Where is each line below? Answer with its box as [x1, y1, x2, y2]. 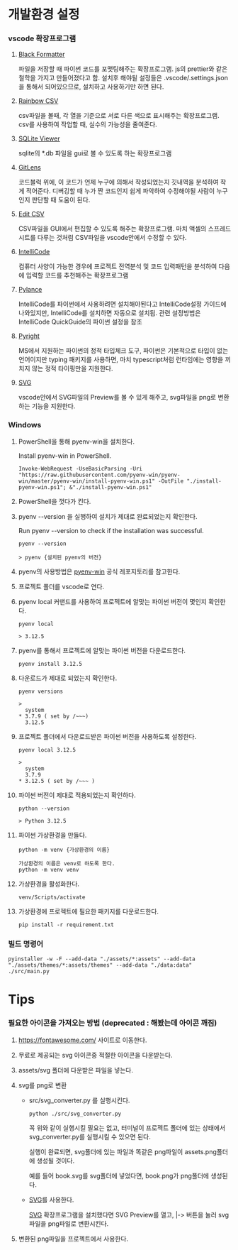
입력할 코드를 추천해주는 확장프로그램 [25, 271, 129, 280]
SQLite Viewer [18, 134, 60, 143]
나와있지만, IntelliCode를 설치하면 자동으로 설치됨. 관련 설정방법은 [18, 309, 201, 317]
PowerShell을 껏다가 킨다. [18, 497, 91, 505]
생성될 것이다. [36, 1156, 75, 1165]
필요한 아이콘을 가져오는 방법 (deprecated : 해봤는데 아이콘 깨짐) [8, 1018, 217, 1028]
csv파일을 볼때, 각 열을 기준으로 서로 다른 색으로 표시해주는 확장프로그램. [18, 111, 220, 120]
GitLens [18, 163, 41, 172]
